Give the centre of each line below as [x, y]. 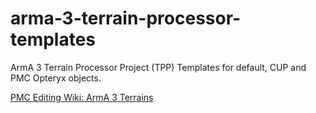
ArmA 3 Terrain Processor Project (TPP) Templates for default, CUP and [158, 67]
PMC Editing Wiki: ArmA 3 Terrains [82, 97]
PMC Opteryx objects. [56, 78]
